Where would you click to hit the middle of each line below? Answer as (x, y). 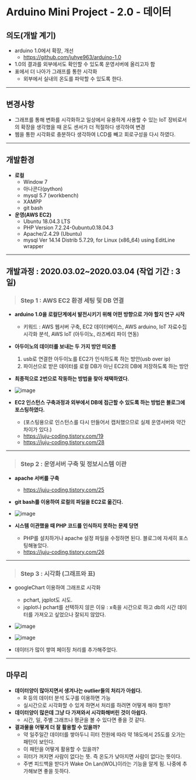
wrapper (33, 246)
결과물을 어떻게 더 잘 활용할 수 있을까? (57, 727)
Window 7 (35, 181)
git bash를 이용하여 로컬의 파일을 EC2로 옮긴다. (69, 501)
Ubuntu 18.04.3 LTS (47, 221)
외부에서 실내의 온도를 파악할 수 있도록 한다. (73, 79)
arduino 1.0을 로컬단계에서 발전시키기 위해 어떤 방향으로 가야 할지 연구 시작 (99, 314)
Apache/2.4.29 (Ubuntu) (53, 233)
